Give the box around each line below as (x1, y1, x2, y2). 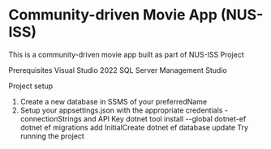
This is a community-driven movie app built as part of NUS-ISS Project (8, 49, 245, 59)
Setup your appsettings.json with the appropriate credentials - (19, 105, 229, 115)
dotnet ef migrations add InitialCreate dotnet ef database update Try (19, 122, 249, 132)
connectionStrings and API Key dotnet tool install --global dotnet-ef (19, 113, 247, 123)
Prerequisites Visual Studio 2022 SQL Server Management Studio (8, 65, 227, 74)
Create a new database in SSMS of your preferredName (19, 96, 208, 106)
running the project (19, 131, 85, 141)
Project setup (8, 81, 54, 91)
